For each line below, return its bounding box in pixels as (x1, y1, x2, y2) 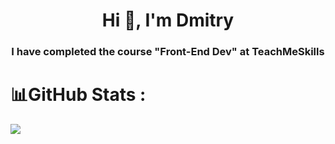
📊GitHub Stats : (10, 84, 147, 106)
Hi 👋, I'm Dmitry (101, 9, 235, 32)
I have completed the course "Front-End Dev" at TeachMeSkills (11, 45, 325, 59)
